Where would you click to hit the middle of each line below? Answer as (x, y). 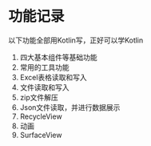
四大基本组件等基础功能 (58, 57)
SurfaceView (41, 135)
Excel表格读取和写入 (54, 77)
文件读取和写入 (44, 87)
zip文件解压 (39, 97)
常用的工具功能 (44, 67)
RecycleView (41, 116)
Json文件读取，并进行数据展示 (70, 107)
